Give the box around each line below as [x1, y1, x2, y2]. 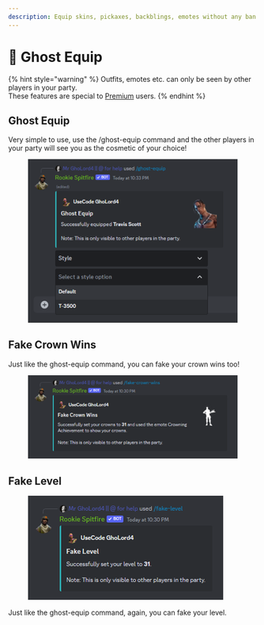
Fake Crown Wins [8, 338, 96, 352]
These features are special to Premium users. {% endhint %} [8, 91, 206, 101]
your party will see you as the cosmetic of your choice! [8, 144, 187, 153]
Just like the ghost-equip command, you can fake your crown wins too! [8, 359, 240, 369]
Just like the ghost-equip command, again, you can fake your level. [8, 608, 227, 618]
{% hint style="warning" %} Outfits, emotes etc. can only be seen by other [8, 74, 251, 83]
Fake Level [8, 474, 62, 488]
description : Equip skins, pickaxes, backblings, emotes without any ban [8, 13, 257, 21]
